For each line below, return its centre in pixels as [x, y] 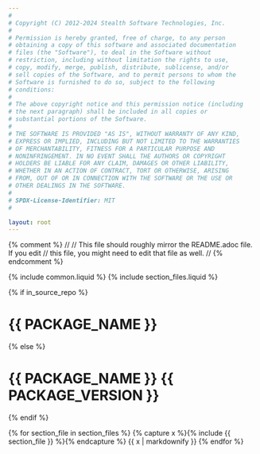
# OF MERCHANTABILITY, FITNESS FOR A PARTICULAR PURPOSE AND [112, 149]
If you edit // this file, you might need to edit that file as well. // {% [116, 253]
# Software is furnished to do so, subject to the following [112, 82]
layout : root [30, 222]
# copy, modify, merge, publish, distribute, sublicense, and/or [118, 68]
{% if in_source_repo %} [49, 293]
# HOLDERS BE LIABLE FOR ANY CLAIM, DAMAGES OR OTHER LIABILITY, [118, 164]
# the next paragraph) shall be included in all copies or [108, 112]
